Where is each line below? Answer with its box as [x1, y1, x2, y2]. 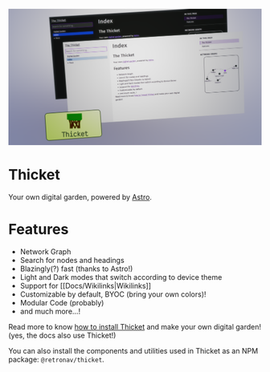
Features [8, 220, 69, 239]
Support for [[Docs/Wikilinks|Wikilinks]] [19, 281, 151, 291]
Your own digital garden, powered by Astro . [8, 192, 153, 202]
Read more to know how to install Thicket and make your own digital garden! [8, 322, 261, 332]
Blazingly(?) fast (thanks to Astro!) [19, 264, 133, 273]
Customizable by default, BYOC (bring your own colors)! [19, 289, 207, 299]
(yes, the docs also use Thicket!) [8, 330, 117, 341]
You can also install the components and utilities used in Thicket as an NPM [8, 346, 259, 356]
